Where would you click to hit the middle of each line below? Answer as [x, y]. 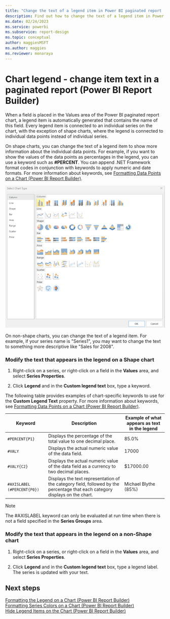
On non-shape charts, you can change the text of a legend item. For [76, 336]
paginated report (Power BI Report [79, 90]
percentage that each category [80, 489]
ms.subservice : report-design [37, 32]
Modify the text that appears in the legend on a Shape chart [80, 360]
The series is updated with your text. [51, 572]
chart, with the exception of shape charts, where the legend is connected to [84, 131]
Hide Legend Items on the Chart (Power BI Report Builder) [66, 611]
